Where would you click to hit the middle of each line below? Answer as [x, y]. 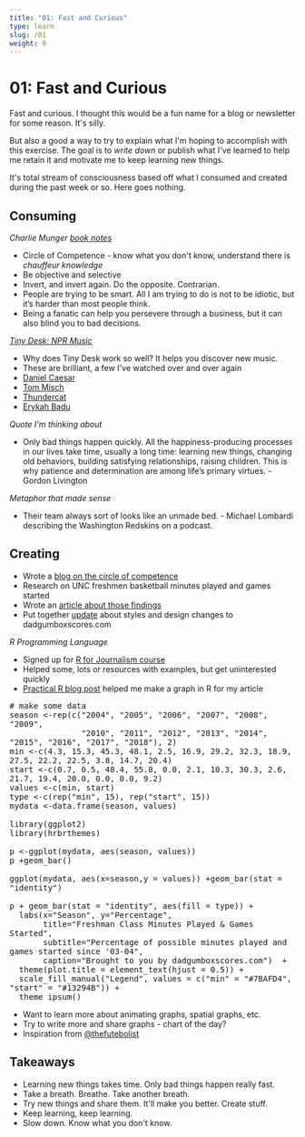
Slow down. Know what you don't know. [97, 1122]
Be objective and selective [72, 275]
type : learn [32, 26]
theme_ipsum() [50, 996]
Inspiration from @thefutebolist [81, 1033]
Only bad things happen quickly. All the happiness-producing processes [157, 442]
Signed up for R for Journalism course [94, 659]
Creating [35, 554]
